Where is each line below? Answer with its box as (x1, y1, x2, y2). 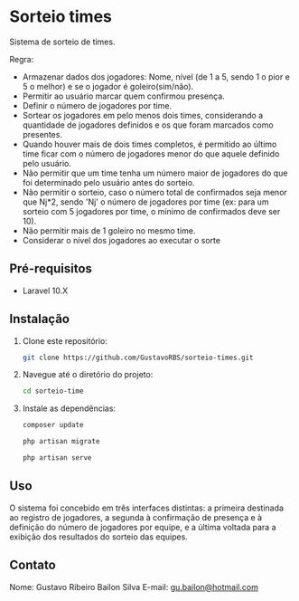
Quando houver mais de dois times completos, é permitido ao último (22, 138, 277, 149)
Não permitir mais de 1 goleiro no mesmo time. (22, 224, 196, 236)
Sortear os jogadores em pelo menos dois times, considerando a (22, 110, 264, 120)
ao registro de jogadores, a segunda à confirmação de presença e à (9, 511, 263, 522)
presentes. (22, 129, 63, 139)
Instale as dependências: (22, 403, 116, 414)
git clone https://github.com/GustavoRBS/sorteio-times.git (22, 353, 254, 362)
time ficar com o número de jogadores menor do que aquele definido (22, 148, 280, 159)
